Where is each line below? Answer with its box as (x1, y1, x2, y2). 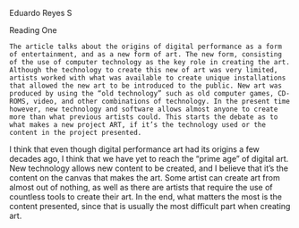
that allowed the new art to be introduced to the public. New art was (9, 81, 282, 90)
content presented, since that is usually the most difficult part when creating (9, 201, 291, 211)
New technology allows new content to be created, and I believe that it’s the (9, 163, 289, 173)
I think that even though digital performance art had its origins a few (9, 144, 260, 155)
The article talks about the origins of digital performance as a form (9, 42, 282, 51)
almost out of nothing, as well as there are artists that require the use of (9, 182, 273, 192)
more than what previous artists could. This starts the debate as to (9, 113, 278, 122)
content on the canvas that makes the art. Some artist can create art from (9, 173, 280, 182)
